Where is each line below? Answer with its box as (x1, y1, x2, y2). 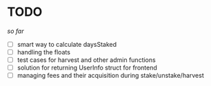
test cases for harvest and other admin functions (17, 56, 157, 64)
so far (7, 27, 24, 35)
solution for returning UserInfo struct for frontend (17, 63, 157, 72)
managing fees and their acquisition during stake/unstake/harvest (17, 72, 205, 80)
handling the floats (17, 48, 71, 56)
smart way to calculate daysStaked (17, 40, 117, 48)
